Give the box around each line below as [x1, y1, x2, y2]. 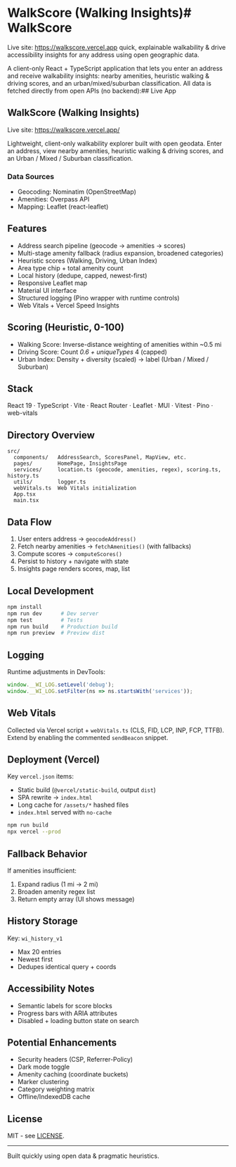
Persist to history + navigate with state [17, 557, 129, 566]
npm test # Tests [7, 617, 83, 624]
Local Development [7, 585, 94, 597]
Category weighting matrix [17, 1085, 95, 1093]
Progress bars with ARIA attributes [17, 1009, 118, 1017]
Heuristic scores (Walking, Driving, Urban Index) [17, 256, 158, 265]
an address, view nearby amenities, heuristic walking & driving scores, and [7, 146, 223, 155]
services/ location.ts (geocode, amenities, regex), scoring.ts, [13, 466, 221, 473]
